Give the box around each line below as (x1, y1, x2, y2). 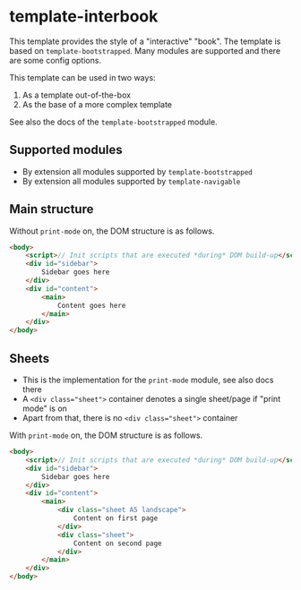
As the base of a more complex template (21, 98, 173, 109)
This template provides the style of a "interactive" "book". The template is (9, 36, 281, 47)
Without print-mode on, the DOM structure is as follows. (9, 226, 215, 236)
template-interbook (9, 6, 159, 27)
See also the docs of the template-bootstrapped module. (9, 116, 218, 127)
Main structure (9, 201, 94, 217)
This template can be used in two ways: (9, 72, 156, 82)
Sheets (9, 351, 50, 366)
